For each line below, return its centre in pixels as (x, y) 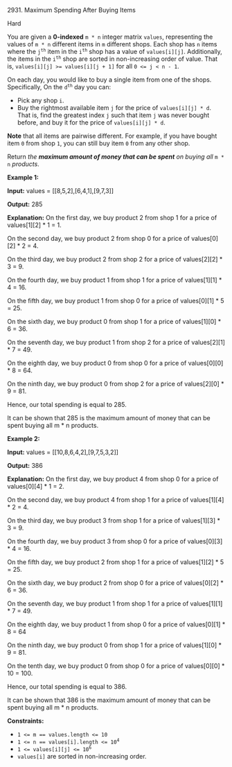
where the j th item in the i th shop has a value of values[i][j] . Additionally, (115, 52)
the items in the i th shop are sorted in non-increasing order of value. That (113, 59)
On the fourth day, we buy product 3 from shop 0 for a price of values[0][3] (115, 541)
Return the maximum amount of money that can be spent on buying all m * (116, 156)
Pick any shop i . (41, 100)
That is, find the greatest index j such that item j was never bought (113, 115)
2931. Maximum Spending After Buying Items (72, 10)
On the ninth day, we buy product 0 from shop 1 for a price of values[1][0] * (115, 645)
